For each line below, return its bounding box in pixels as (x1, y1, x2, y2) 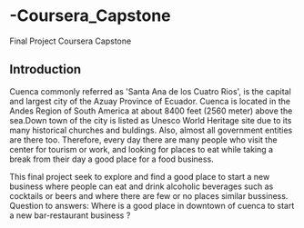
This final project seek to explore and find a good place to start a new (9, 171, 270, 182)
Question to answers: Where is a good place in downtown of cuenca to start (9, 200, 295, 211)
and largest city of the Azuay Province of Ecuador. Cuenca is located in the (9, 95, 291, 106)
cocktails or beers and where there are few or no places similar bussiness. (9, 190, 289, 201)
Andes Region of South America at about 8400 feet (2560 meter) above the (9, 105, 293, 116)
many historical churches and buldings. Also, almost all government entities (9, 124, 293, 135)
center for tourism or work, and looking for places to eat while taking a (9, 144, 274, 154)
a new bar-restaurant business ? (9, 210, 131, 221)
